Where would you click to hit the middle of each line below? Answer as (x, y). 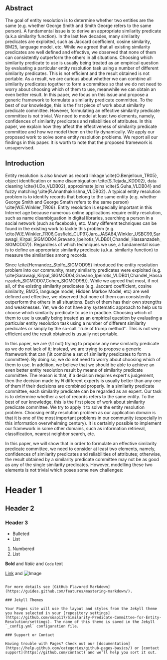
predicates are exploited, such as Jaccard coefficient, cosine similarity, (78, 41)
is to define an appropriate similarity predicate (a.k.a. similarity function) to (82, 250)
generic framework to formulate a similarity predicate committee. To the (79, 100)
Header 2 (20, 508)
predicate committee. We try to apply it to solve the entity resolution (75, 407)
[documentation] (113, 644)
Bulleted (21, 534)
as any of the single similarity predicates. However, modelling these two (79, 465)
